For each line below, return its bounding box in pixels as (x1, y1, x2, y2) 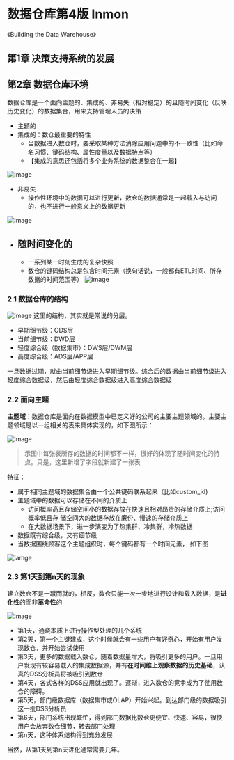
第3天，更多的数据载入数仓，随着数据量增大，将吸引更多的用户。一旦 (17, 652, 217, 660)
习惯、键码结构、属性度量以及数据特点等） (33, 148, 157, 157)
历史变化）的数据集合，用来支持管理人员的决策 (7, 107, 141, 116)
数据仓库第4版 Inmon (7, 6, 130, 22)
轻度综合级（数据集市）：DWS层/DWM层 (17, 344, 133, 352)
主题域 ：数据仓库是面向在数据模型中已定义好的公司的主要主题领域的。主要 (7, 412, 221, 420)
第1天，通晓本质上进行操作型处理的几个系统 (17, 626, 143, 634)
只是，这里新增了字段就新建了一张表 (36, 457, 141, 466)
